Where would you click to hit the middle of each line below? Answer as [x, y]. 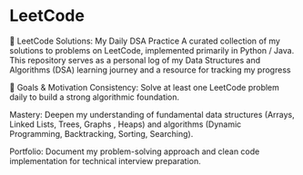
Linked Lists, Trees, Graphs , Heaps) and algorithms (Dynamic [126, 124]
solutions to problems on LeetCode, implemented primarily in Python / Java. [152, 50]
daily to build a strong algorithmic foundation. [95, 97]
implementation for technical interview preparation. [106, 160]
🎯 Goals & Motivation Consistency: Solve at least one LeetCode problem [145, 87]
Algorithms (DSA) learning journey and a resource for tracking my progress [150, 70]
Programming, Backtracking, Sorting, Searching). [101, 133]
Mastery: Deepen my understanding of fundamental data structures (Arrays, [152, 114]
